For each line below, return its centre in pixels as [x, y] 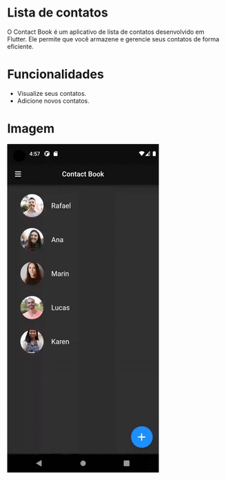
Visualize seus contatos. [52, 93]
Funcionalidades [56, 74]
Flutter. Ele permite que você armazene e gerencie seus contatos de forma [113, 39]
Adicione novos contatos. [53, 101]
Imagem [31, 129]
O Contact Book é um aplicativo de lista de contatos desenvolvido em [106, 32]
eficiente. [21, 46]
